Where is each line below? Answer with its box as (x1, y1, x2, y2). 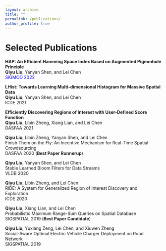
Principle (5, 64, 24, 70)
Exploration (5, 191, 29, 197)
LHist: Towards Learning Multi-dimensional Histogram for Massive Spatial (5, 84, 161, 90)
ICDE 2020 (5, 196, 28, 202)
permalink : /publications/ (5, 16, 61, 21)
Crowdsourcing (5, 145, 37, 151)
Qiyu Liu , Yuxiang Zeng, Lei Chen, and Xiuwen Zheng (5, 225, 115, 231)
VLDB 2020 (5, 170, 29, 176)
